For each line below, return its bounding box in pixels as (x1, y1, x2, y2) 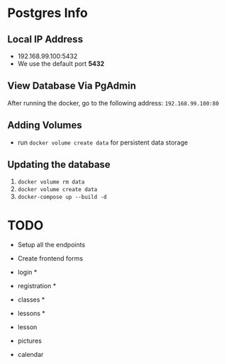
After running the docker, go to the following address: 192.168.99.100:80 (7, 98, 220, 107)
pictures (17, 336, 43, 345)
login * (17, 268, 38, 277)
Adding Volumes (7, 119, 83, 132)
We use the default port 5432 (17, 59, 105, 68)
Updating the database (7, 159, 111, 171)
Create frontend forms (17, 254, 84, 263)
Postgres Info (7, 5, 89, 21)
